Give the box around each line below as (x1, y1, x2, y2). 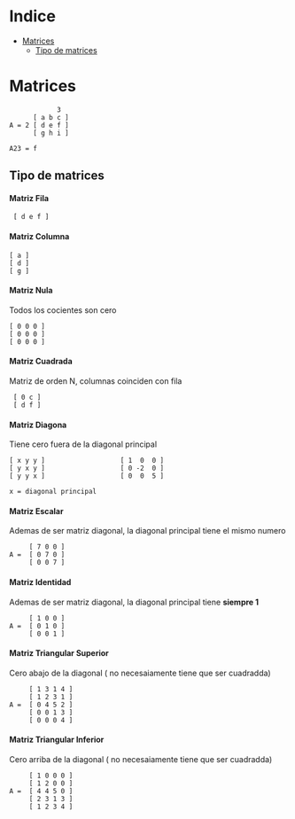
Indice (9, 6, 56, 27)
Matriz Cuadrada (9, 356, 73, 367)
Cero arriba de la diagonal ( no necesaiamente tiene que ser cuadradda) (9, 754, 273, 765)
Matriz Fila (9, 192, 50, 203)
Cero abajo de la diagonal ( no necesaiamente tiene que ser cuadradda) (9, 667, 272, 678)
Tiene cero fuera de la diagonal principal (9, 439, 158, 449)
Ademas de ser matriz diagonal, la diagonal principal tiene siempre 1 (9, 597, 260, 607)
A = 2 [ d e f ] (9, 121, 69, 129)
